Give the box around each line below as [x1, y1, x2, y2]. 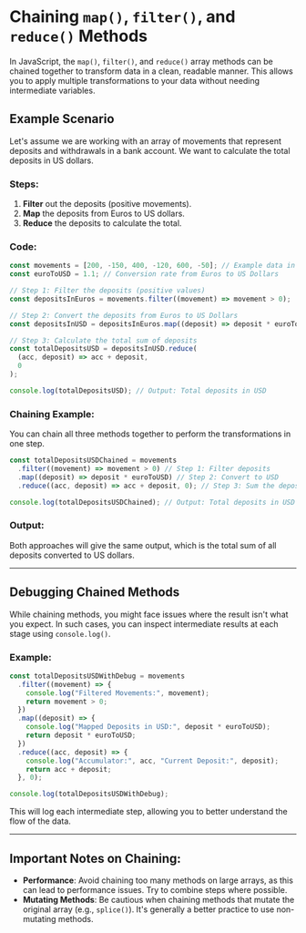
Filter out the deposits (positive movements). [22, 199, 192, 210]
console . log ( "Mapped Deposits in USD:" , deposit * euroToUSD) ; [25, 723, 271, 732]
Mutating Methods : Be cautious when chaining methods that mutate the [22, 894, 295, 905]
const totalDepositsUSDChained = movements [9, 456, 178, 466]
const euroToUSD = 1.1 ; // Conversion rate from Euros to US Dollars [9, 270, 280, 279]
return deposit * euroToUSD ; [25, 731, 137, 740]
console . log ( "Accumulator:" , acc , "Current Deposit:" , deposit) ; [25, 756, 280, 765]
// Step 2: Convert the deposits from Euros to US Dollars [9, 311, 239, 320]
